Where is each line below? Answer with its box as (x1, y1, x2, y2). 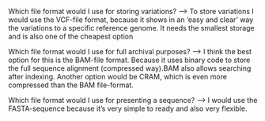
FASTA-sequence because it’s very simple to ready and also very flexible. (8, 104, 248, 113)
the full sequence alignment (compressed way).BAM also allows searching (8, 64, 252, 73)
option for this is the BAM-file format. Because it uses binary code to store (8, 55, 251, 64)
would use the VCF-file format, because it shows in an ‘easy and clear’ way (8, 15, 254, 24)
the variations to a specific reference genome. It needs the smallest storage (8, 24, 255, 32)
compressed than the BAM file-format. (8, 80, 134, 90)
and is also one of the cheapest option (8, 31, 134, 41)
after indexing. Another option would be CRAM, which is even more (8, 72, 228, 81)
